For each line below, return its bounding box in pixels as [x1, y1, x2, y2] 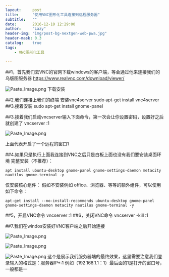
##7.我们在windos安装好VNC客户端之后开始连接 [5, 223, 105, 229]
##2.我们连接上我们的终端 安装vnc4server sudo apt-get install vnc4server [5, 97, 159, 103]
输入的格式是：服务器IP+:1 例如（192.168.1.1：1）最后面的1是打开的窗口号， [9, 259, 164, 266]
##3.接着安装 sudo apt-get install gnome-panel [5, 103, 103, 109]
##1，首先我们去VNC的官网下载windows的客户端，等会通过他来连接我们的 [5, 69, 160, 75]
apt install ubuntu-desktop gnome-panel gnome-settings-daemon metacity [5, 168, 161, 173]
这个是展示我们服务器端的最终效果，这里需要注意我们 [47, 253, 158, 259]
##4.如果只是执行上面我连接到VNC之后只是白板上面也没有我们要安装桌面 [5, 151, 157, 157]
